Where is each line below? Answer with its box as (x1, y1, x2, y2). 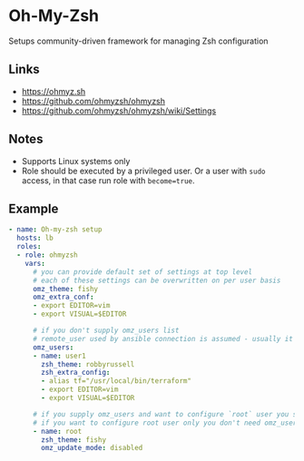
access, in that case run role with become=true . (21, 174, 196, 186)
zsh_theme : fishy (41, 435, 106, 445)
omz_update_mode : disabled (41, 444, 143, 453)
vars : (25, 259, 46, 268)
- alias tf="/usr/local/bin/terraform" (41, 377, 192, 386)
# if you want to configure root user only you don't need (32, 418, 260, 427)
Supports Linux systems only (21, 155, 131, 166)
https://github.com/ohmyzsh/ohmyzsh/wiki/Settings (21, 105, 217, 116)
